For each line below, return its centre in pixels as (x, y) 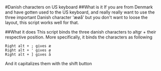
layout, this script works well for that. (42, 22)
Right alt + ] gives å (28, 54)
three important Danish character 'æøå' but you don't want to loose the (76, 17)
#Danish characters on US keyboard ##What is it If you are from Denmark (79, 7)
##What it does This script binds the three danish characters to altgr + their (81, 32)
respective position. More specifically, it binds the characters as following (79, 37)
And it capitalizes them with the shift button (49, 63)
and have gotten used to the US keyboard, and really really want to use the (80, 12)
